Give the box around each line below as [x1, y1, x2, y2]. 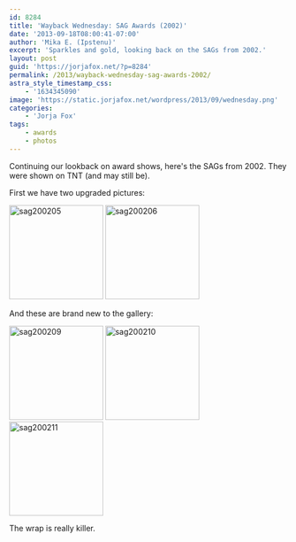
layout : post [9, 54, 57, 63]
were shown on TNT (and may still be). [9, 170, 150, 181]
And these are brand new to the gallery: [9, 307, 154, 319]
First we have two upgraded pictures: [9, 187, 146, 197]
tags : [9, 120, 29, 129]
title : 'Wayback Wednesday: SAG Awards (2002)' [9, 21, 188, 30]
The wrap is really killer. [9, 523, 95, 533]
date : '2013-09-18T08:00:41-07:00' [9, 29, 140, 38]
